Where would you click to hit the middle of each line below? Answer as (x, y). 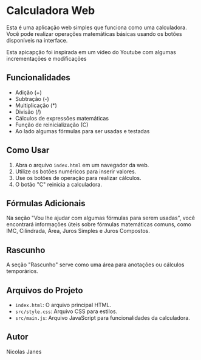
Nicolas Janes (24, 351)
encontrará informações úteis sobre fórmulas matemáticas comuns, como (99, 224)
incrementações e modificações (46, 58)
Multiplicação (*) (36, 105)
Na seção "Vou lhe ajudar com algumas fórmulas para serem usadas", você (101, 218)
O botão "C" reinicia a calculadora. (58, 184)
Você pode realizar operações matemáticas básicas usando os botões (94, 33)
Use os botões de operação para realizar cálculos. (78, 178)
